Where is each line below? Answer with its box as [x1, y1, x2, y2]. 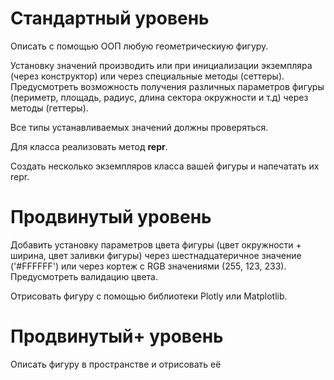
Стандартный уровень [10, 7, 210, 30]
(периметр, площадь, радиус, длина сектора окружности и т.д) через [10, 91, 309, 103]
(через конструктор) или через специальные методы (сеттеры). [10, 70, 285, 82]
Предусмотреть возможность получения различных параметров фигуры [10, 80, 325, 92]
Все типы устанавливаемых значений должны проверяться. [10, 121, 269, 133]
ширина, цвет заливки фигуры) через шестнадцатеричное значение [10, 249, 302, 261]
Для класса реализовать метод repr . [10, 140, 168, 152]
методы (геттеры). [10, 102, 89, 114]
